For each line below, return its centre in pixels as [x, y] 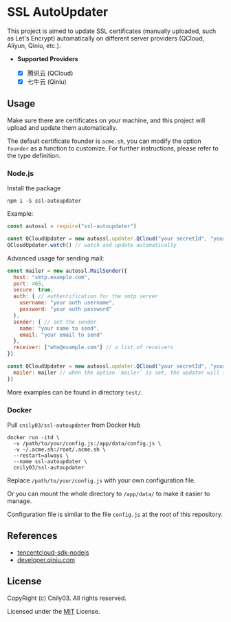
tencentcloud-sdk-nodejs [53, 552]
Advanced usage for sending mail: [56, 258]
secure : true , [33, 290]
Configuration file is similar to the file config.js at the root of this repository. [115, 514]
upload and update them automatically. [63, 127]
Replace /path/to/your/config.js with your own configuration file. [101, 480]
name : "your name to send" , [59, 328]
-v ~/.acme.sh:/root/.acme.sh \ [60, 449]
